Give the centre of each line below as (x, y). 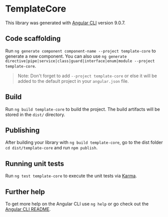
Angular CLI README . (28, 209)
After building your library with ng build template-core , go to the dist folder (84, 142)
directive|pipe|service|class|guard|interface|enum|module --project (80, 61)
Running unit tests (35, 164)
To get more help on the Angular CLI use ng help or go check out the (77, 204)
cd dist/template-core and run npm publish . (51, 148)
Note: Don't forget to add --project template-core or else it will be (87, 76)
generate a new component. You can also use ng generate (66, 56)
